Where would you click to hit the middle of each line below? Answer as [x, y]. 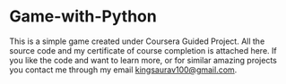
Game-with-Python [83, 17]
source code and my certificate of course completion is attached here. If [143, 50]
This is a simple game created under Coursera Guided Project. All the [137, 41]
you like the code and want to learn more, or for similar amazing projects [143, 60]
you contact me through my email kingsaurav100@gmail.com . [123, 70]
